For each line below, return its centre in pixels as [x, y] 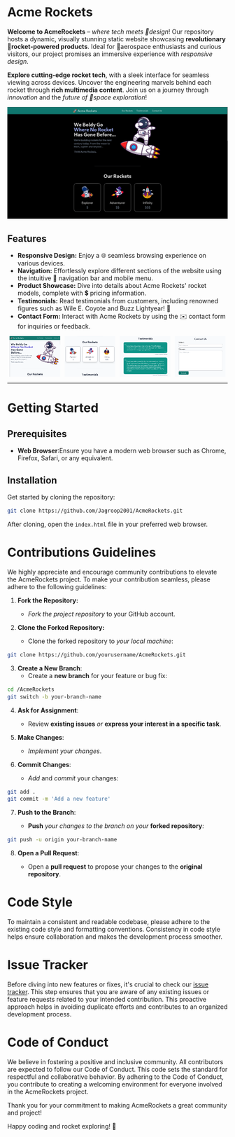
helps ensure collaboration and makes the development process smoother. [115, 937]
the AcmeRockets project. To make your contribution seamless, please [109, 579]
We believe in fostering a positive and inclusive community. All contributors [115, 1061]
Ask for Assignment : [48, 710]
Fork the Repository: [48, 600]
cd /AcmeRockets [31, 689]
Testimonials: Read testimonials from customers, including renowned [118, 301]
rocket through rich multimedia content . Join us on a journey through [108, 90]
